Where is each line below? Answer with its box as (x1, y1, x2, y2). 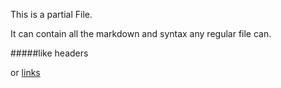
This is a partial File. (10, 9, 93, 20)
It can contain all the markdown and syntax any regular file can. (10, 28, 272, 39)
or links (10, 67, 41, 78)
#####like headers (10, 47, 89, 59)
